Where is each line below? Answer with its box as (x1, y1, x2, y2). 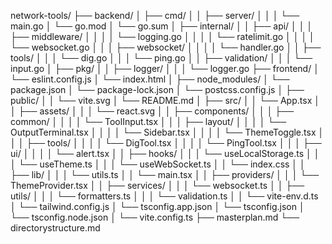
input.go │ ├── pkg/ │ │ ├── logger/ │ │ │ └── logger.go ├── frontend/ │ (10, 63, 320, 74)
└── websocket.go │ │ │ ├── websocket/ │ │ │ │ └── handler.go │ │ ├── (10, 41, 322, 53)
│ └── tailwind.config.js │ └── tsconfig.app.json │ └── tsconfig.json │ (10, 201, 305, 212)
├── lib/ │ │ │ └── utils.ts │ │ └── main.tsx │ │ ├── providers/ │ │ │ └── (10, 169, 320, 180)
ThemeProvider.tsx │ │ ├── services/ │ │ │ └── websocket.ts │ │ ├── (10, 180, 305, 191)
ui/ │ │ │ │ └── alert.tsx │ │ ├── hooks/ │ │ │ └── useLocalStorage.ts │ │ (10, 148, 320, 159)
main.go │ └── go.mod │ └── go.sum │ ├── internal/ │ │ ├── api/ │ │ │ (10, 20, 313, 32)
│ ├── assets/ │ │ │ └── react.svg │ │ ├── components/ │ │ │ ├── (10, 105, 295, 117)
